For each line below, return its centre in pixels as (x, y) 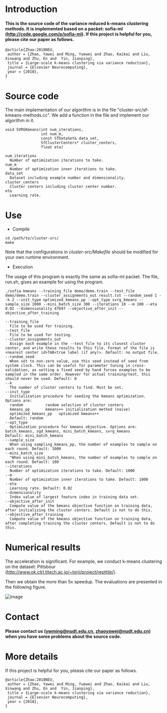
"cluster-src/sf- (133, 110)
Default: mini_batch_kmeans (34, 436)
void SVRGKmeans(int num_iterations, (44, 130)
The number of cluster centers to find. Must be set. (67, 388)
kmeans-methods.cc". (28, 115)
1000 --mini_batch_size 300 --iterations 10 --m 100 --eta (94, 304)
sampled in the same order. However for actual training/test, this (78, 375)
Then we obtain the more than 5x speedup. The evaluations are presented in (84, 582)
